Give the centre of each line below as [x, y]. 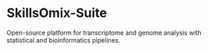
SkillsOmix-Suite [57, 13]
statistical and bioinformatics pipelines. [64, 40]
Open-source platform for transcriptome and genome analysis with [104, 33]
